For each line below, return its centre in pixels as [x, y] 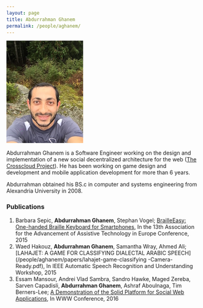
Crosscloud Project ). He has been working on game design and [86, 166]
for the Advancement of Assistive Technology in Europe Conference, [102, 233]
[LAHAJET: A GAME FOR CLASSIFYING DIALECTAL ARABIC [91, 253]
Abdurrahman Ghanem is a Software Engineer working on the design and [99, 153]
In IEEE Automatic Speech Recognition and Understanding [120, 266]
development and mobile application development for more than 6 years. [98, 172]
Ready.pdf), [30, 266]
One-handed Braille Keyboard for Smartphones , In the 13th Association [105, 226]
